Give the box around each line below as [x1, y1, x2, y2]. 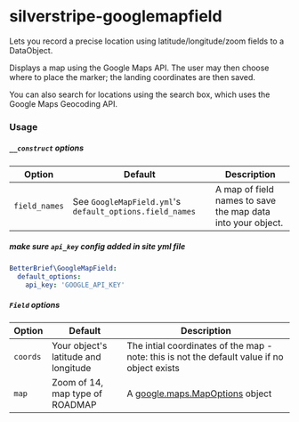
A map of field [214, 183, 274, 195]
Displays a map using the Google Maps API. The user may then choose [9, 62, 270, 73]
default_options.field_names [72, 207, 197, 216]
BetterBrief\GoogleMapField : [9, 264, 117, 272]
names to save [214, 194, 277, 207]
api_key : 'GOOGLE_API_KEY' [25, 280, 125, 289]
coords [13, 352, 42, 362]
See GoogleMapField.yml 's [72, 195, 181, 207]
